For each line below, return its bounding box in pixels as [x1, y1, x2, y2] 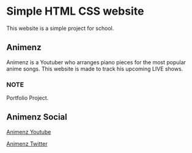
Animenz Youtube [6, 128, 51, 135]
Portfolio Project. [6, 94, 49, 102]
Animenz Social [6, 112, 67, 122]
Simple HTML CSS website [6, 4, 144, 18]
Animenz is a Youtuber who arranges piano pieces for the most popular [6, 58, 186, 65]
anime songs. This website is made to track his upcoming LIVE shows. [6, 65, 183, 72]
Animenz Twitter [6, 140, 48, 147]
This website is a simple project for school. [6, 24, 114, 32]
